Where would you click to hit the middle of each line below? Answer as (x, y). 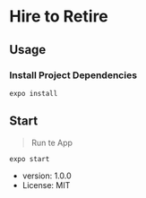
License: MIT (46, 185)
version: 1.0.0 (47, 176)
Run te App (52, 142)
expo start (30, 159)
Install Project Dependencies (73, 75)
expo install (34, 93)
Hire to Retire (59, 17)
